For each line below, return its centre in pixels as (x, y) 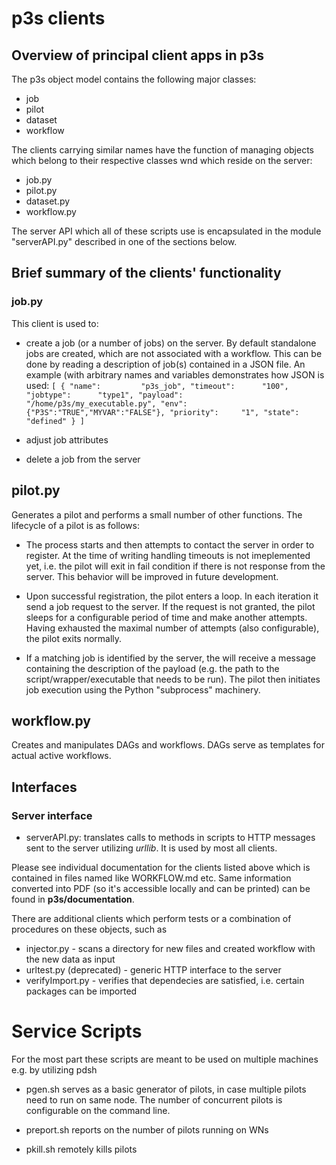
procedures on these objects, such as (89, 929)
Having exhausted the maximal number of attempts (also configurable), (172, 628)
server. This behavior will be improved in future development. (152, 576)
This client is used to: (55, 323)
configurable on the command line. (98, 1110)
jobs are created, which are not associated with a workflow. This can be (174, 353)
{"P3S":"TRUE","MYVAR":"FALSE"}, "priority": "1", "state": (162, 412)
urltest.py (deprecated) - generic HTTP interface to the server (153, 970)
